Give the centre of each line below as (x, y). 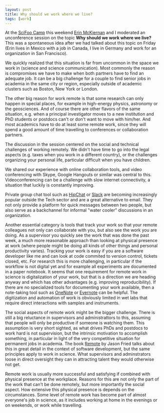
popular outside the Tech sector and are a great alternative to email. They (79, 200)
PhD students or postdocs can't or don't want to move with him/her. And (78, 119)
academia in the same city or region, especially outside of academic (74, 84)
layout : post (18, 10)
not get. (13, 364)
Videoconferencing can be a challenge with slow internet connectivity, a (78, 180)
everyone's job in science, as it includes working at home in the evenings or (81, 400)
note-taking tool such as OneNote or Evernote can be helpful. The (72, 292)
